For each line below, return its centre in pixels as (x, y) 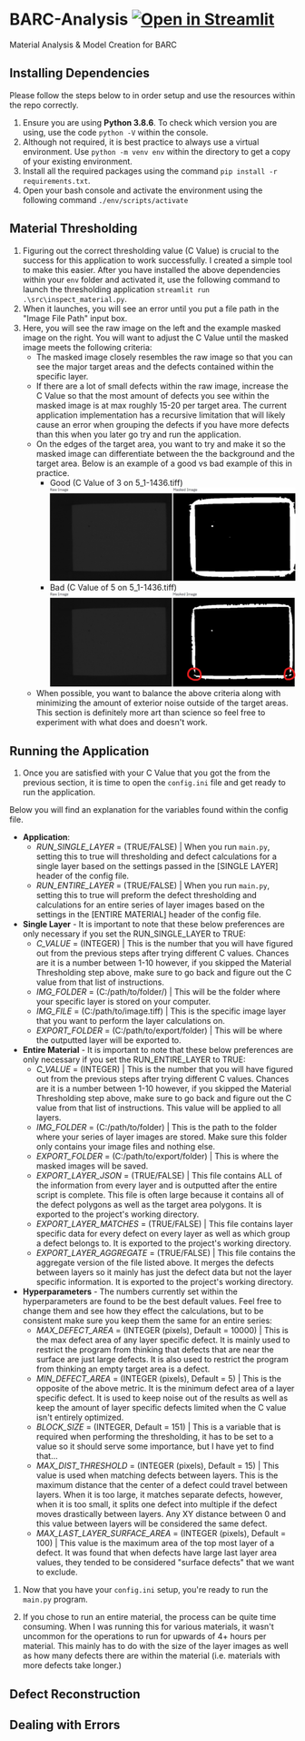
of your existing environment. (78, 161)
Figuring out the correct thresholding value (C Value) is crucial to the (151, 250)
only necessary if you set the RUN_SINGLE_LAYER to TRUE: (134, 934)
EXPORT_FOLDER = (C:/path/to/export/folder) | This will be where (159, 1031)
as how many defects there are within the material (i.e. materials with (151, 1655)
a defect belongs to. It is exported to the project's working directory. (164, 1243)
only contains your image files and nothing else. (126, 1147)
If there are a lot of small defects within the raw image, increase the (162, 386)
